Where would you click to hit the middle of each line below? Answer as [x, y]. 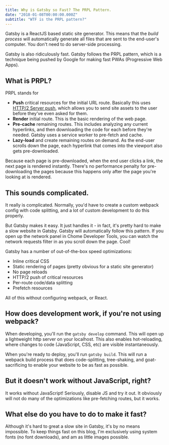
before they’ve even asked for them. [50, 114]
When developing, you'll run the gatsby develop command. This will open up [84, 333]
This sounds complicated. [47, 193]
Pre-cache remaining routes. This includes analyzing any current [80, 124]
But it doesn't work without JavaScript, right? [78, 381]
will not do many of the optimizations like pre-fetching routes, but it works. [82, 398]
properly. [15, 216]
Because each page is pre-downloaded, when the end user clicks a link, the [84, 161]
